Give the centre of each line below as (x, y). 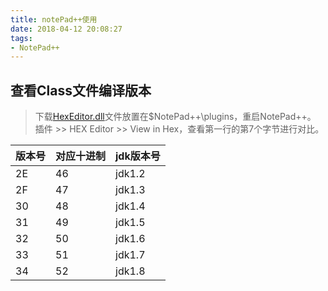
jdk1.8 (130, 271)
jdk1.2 (130, 174)
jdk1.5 (130, 223)
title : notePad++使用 (54, 19)
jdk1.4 (130, 206)
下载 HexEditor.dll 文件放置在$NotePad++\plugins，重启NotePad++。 (175, 117)
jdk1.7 (130, 255)
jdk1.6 (130, 239)
